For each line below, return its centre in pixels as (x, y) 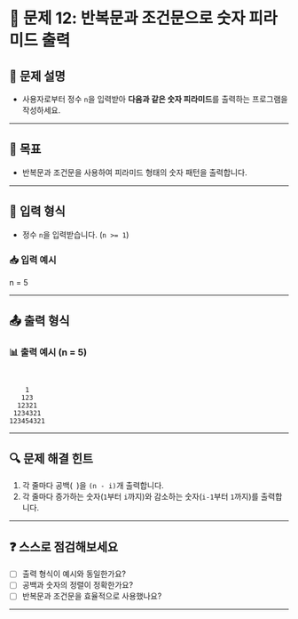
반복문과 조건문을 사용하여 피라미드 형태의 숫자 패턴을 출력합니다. (134, 172)
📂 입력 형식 (38, 211)
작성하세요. (41, 110)
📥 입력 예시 (33, 260)
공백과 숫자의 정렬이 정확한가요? (78, 585)
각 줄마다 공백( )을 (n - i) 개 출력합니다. (93, 486)
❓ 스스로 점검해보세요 (64, 547)
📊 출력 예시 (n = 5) (48, 352)
